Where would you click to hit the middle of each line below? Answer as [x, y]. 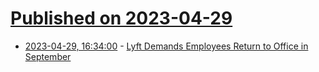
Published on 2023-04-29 [121, 18]
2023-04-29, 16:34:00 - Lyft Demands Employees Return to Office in [166, 46]
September [48, 56]
